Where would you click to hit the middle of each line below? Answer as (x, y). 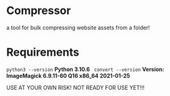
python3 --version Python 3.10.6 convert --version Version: (85, 69)
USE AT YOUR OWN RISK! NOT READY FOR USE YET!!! (76, 87)
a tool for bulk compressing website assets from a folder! (78, 28)
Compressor (39, 11)
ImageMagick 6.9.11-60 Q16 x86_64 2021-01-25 (68, 76)
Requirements (43, 52)
